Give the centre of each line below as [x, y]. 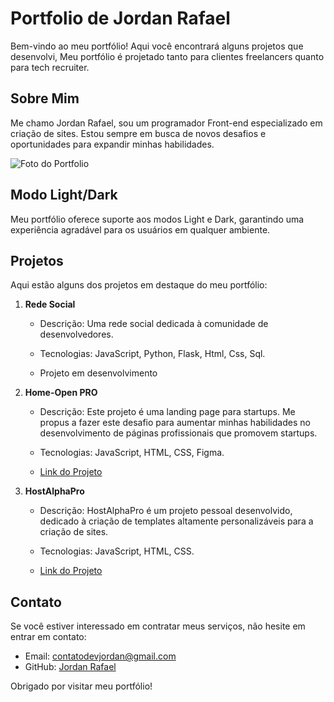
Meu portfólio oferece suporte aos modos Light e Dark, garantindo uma [157, 219]
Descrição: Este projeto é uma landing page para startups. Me [167, 412]
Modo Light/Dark [64, 195]
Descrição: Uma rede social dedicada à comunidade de [154, 324]
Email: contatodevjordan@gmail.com [100, 656]
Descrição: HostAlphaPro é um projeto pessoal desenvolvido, [166, 511]
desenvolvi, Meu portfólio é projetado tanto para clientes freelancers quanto [167, 56]
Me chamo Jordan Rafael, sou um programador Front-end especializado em [166, 123]
